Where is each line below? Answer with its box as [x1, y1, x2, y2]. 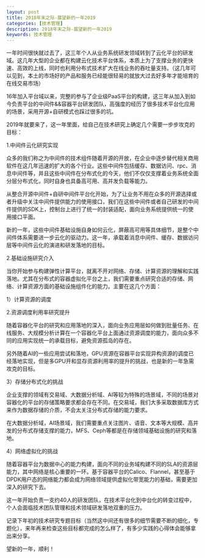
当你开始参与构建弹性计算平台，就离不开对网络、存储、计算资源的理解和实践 [6, 267, 199, 275]
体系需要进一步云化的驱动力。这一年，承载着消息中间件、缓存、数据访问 [16, 234, 199, 241]
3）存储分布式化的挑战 [6, 378, 63, 385]
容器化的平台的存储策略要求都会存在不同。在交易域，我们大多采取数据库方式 [6, 399, 199, 406]
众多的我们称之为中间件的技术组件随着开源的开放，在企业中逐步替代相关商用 [6, 154, 199, 162]
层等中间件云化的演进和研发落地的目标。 [6, 242, 108, 249]
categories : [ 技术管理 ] [6, 20, 63, 26]
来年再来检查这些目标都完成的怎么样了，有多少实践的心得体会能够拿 [24, 524, 196, 532]
